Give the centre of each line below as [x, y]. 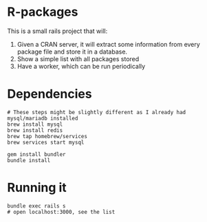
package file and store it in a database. [72, 52]
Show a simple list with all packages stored [78, 58]
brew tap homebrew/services [47, 136]
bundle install [29, 160]
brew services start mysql [46, 142]
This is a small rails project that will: [57, 31]
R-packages [43, 12]
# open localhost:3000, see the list [61, 212]
